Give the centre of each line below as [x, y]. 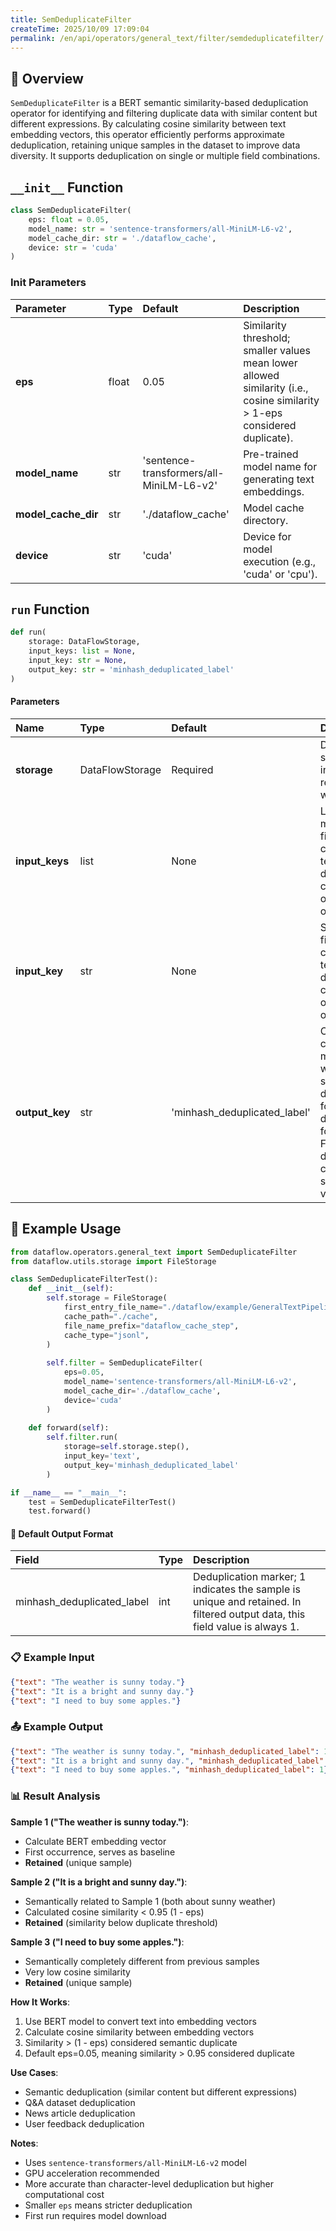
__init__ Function [67, 187]
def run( [28, 632]
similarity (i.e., [276, 388]
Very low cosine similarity [77, 1972]
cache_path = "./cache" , [111, 1316]
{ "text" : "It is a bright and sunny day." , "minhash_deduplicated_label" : [169, 1761]
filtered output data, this [249, 1614]
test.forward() [60, 1511]
